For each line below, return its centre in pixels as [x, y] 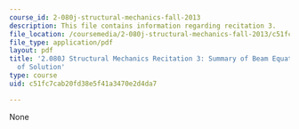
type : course [33, 76]
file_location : [37, 34]
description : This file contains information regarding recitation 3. [143, 26]
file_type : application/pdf [61, 42]
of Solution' [41, 68]
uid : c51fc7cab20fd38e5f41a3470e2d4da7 [83, 84]
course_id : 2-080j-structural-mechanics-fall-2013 [105, 17]
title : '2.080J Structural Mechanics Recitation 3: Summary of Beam [139, 59]
